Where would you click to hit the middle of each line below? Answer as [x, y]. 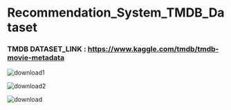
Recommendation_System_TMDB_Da [116, 13]
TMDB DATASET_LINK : [47, 49]
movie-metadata [36, 58]
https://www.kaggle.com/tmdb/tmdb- [153, 49]
